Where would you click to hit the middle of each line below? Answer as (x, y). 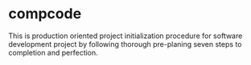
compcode (45, 14)
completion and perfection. (53, 52)
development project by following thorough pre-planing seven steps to (125, 44)
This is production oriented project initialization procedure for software (125, 36)
